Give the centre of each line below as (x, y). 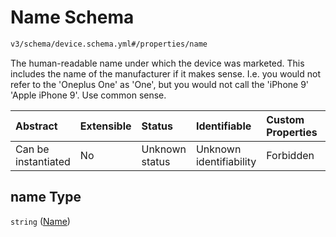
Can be (32, 149)
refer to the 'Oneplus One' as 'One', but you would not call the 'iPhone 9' (160, 84)
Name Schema (72, 17)
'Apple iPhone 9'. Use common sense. (88, 95)
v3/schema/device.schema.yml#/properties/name (109, 44)
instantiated (43, 161)
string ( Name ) (40, 221)
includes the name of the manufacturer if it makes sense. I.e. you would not (165, 73)
